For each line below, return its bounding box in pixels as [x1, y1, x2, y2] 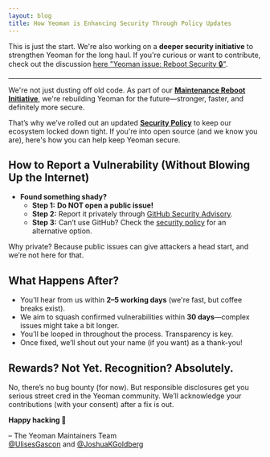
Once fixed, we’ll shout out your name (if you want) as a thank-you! [19, 338, 243, 348]
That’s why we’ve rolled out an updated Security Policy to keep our [8, 117, 231, 127]
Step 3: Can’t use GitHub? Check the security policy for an [31, 218, 227, 228]
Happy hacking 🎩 [8, 415, 67, 425]
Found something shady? [19, 192, 107, 202]
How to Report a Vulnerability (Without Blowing [8, 158, 251, 171]
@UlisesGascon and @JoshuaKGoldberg [8, 439, 144, 449]
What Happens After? [8, 274, 119, 287]
